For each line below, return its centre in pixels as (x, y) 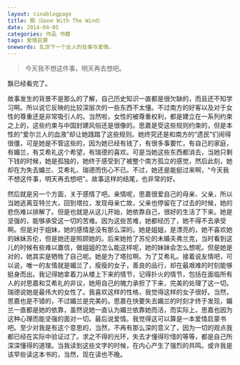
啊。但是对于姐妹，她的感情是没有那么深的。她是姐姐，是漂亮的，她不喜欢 (117, 230)
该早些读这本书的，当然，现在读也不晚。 (67, 354)
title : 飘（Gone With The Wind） (55, 21)
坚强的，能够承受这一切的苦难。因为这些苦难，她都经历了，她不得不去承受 (117, 221)
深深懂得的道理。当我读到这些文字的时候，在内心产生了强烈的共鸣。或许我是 (120, 345)
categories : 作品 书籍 (39, 34)
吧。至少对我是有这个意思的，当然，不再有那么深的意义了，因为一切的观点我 (120, 328)
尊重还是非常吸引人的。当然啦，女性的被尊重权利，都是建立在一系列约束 (126, 116)
